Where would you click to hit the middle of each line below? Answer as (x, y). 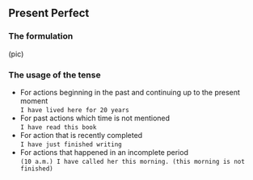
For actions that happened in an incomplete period (104, 152)
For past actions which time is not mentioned (95, 118)
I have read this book (58, 127)
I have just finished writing (71, 144)
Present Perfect (49, 13)
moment (34, 101)
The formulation (41, 36)
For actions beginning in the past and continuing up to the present (130, 92)
